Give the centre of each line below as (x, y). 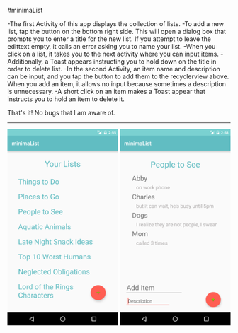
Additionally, (25, 62)
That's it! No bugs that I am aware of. (61, 113)
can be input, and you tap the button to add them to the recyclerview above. (118, 76)
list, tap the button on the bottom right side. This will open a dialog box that (117, 31)
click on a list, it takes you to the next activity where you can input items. (113, 54)
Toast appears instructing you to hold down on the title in (133, 62)
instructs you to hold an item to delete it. (66, 99)
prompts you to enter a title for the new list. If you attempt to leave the (109, 39)
